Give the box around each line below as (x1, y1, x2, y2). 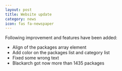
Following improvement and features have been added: (5, 35, 118, 41)
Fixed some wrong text (12, 55, 59, 61)
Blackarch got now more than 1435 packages (12, 60, 105, 66)
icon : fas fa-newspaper (5, 21, 54, 26)
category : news (5, 16, 37, 21)
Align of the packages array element (12, 44, 86, 50)
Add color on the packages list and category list (12, 50, 110, 56)
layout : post (5, 7, 32, 12)
